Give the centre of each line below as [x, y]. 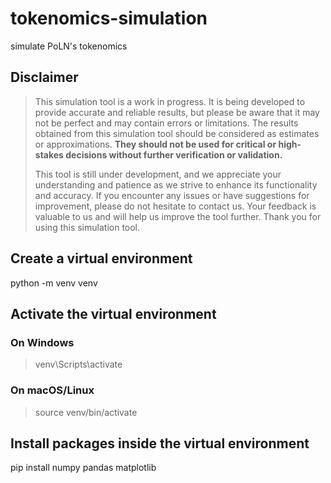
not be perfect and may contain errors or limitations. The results [166, 123]
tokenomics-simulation [109, 18]
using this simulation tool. [87, 227]
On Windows [42, 342]
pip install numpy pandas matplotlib [83, 468]
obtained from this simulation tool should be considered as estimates [177, 133]
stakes [49, 154]
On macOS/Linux [52, 390]
